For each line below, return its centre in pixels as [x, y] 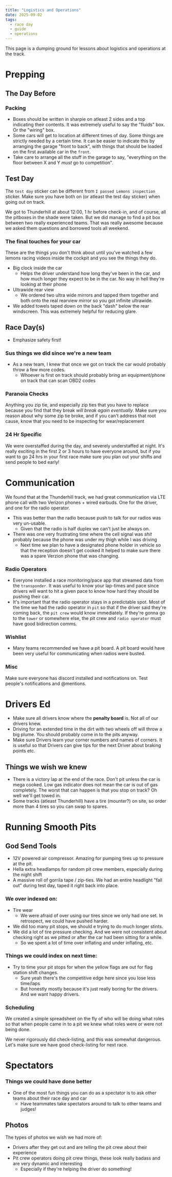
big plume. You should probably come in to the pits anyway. [76, 735]
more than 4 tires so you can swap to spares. [60, 806]
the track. [15, 54]
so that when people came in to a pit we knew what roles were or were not [84, 1024]
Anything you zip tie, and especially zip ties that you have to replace [77, 405]
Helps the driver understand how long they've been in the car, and [90, 273]
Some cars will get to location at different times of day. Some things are [88, 135]
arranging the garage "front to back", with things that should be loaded [88, 146]
